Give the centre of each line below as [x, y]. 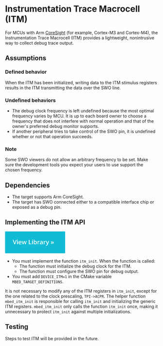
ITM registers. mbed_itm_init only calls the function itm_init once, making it [81, 306]
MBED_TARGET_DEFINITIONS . [38, 282]
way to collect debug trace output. [40, 43]
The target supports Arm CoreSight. [48, 197]
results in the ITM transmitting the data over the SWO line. [63, 88]
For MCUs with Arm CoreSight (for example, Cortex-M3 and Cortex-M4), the [81, 32]
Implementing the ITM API [45, 222]
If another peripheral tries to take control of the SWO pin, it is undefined [84, 131]
